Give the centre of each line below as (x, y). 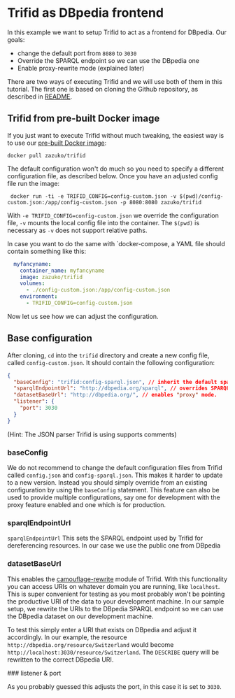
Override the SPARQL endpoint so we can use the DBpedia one (108, 60)
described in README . (40, 97)
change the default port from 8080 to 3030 (77, 53)
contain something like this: (47, 251)
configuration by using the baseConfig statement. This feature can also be (113, 490)
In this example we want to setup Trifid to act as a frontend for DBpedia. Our (117, 32)
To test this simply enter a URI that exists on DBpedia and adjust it (102, 629)
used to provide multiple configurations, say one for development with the (114, 497)
